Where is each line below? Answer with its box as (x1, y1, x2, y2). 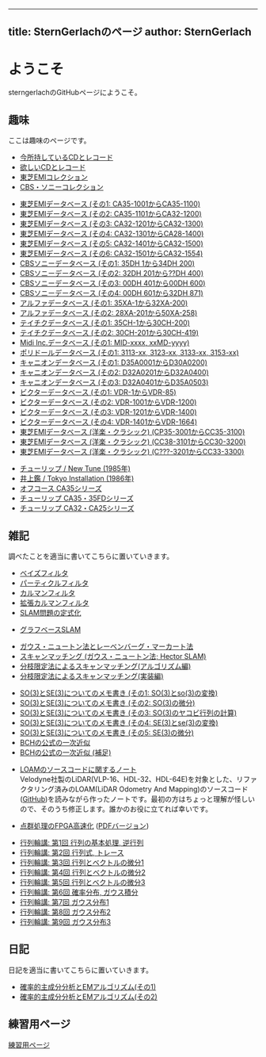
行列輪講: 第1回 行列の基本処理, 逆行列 (19, 837, 144, 847)
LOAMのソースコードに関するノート (19, 764, 137, 774)
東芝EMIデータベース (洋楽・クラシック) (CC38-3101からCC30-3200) (19, 437, 246, 446)
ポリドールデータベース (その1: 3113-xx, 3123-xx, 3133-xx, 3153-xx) (19, 348, 239, 358)
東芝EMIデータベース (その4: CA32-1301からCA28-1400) (19, 229, 204, 239)
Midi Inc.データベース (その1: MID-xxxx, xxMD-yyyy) (19, 338, 190, 347)
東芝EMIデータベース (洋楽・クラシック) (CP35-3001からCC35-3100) (19, 427, 245, 437)
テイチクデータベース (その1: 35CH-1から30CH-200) (19, 318, 190, 327)
